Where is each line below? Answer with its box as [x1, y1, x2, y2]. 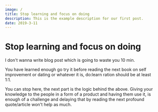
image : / [5, 7, 23, 12]
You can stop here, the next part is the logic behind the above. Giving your [5, 86, 153, 92]
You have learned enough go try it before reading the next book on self [5, 67, 146, 72]
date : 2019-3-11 [5, 20, 38, 26]
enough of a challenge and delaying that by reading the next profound [5, 97, 144, 102]
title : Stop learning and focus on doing [5, 12, 90, 16]
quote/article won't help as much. [5, 102, 72, 108]
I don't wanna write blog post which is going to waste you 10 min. [5, 57, 135, 63]
